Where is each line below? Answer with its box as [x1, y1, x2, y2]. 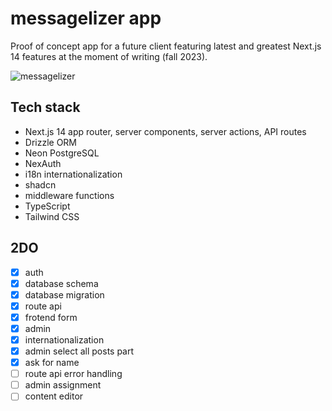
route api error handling [24, 368, 123, 380]
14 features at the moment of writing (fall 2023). [10, 50, 208, 62]
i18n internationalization [24, 168, 123, 180]
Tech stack [10, 99, 81, 116]
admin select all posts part [24, 345, 135, 357]
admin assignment [24, 379, 102, 391]
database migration [24, 288, 105, 301]
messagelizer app [10, 7, 162, 30]
